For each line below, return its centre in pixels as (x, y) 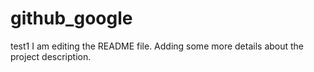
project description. (51, 56)
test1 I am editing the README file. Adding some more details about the (157, 46)
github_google (71, 18)
